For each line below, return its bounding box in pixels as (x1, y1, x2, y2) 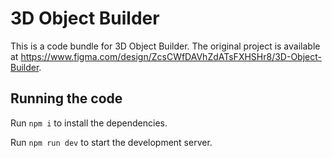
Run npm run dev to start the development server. (10, 136, 213, 148)
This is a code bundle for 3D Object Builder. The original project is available (10, 40, 321, 52)
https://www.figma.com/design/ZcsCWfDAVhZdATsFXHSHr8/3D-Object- (20, 50, 322, 62)
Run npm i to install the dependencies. (10, 117, 168, 129)
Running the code (10, 90, 123, 107)
